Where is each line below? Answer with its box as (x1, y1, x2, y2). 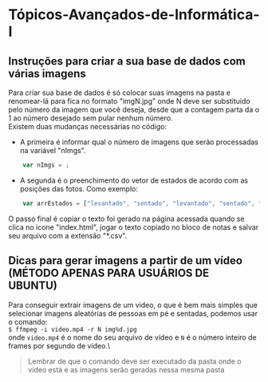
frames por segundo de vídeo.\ (8, 341, 110, 350)
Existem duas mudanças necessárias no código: (8, 122, 167, 131)
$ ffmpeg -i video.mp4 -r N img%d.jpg (8, 325, 137, 333)
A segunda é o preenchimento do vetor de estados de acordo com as (19, 175, 249, 185)
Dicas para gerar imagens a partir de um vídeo (8, 254, 243, 268)
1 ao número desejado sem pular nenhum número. (8, 113, 173, 123)
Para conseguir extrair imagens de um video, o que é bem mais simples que (8, 300, 258, 309)
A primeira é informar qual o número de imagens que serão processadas (19, 137, 259, 147)
